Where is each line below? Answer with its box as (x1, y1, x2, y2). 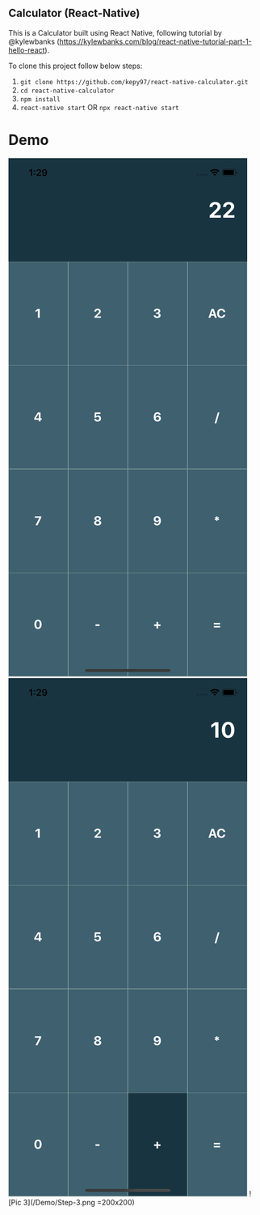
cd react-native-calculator (19, 87, 115, 95)
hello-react (8, 45, 45, 55)
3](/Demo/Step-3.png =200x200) (23, 1197, 135, 1207)
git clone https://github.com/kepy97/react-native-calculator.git (19, 78, 249, 86)
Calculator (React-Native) (8, 6, 140, 20)
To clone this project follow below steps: (8, 61, 143, 70)
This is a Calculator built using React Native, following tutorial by (8, 28, 222, 37)
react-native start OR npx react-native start (19, 102, 179, 112)
